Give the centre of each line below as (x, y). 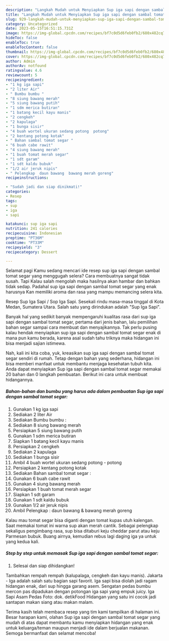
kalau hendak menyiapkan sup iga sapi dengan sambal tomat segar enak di (83, 333)
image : (13, 33)
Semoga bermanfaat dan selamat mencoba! (51, 633)
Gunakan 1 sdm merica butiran (44, 436)
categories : (18, 192)
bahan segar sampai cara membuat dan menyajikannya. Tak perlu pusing (81, 327)
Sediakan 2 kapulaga (35, 452)
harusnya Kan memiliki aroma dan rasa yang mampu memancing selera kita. (84, 292)
